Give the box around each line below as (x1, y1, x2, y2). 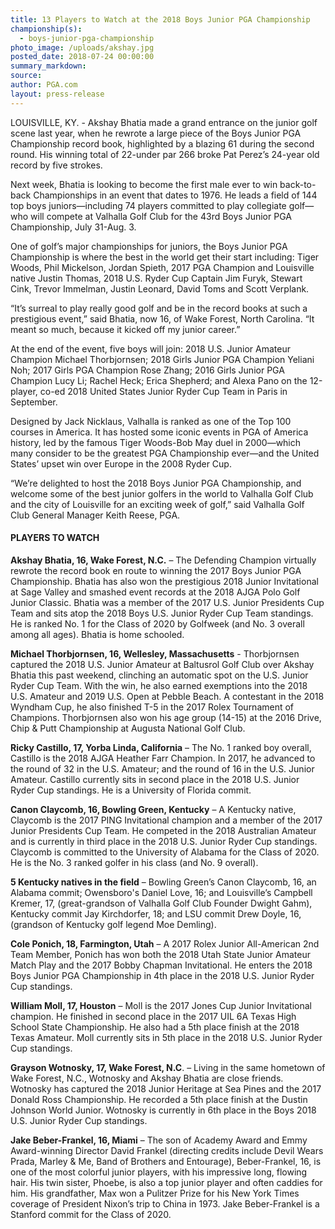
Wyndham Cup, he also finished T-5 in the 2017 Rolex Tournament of (10, 701, 295, 713)
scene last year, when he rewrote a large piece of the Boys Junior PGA (10, 127, 302, 139)
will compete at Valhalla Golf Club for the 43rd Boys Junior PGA (30, 210, 292, 222)
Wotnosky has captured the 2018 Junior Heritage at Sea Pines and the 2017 (10, 1082, 322, 1095)
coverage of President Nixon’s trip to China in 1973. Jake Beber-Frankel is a (10, 1197, 320, 1210)
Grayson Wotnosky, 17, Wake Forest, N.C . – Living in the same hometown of (10, 1061, 326, 1073)
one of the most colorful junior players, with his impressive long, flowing (10, 1166, 308, 1178)
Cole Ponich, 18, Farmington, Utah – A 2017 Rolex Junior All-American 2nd (10, 937, 320, 950)
